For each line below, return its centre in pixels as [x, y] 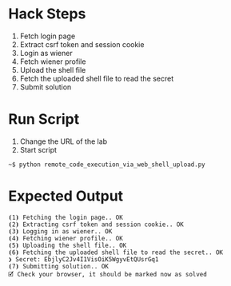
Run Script [44, 119]
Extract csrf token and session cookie [82, 44]
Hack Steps [47, 14]
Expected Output [66, 196]
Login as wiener [46, 53]
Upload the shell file [53, 70]
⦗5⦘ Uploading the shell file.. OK [68, 245]
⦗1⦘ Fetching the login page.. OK [66, 217]
